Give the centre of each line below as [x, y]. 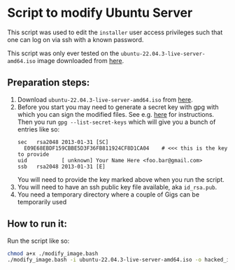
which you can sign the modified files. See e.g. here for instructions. [116, 114]
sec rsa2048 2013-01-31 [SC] [63, 142]
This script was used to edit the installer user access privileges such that [115, 32]
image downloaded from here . [81, 60]
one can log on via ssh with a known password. [76, 39]
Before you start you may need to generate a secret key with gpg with [118, 107]
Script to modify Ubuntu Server [100, 13]
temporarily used [42, 201]
